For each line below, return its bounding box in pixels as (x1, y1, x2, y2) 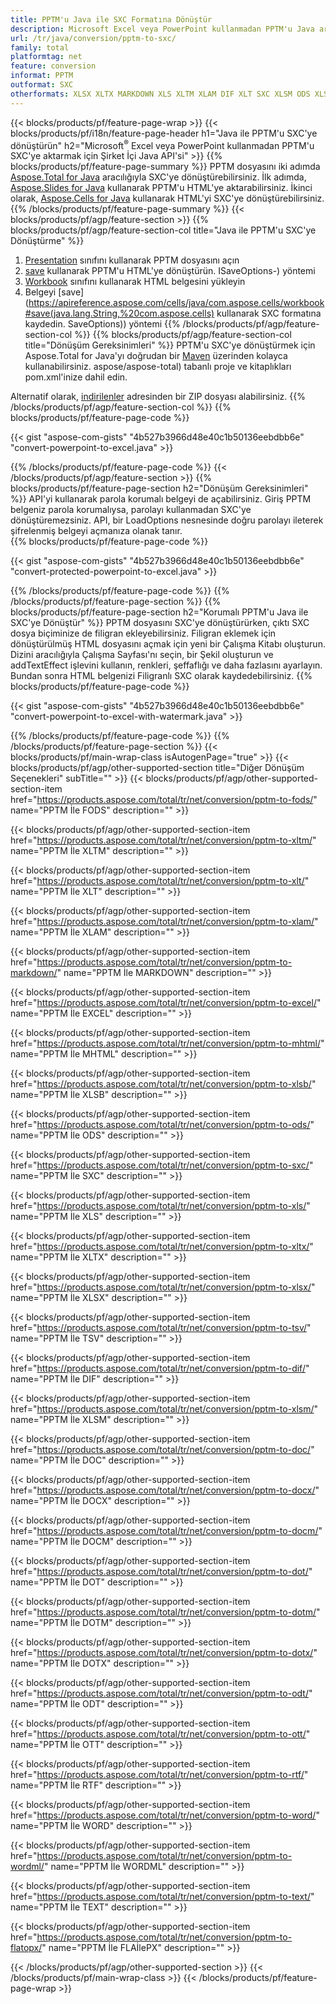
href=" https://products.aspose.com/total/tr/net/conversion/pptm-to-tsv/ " (10, 1322, 312, 1334)
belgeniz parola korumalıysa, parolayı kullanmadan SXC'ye (10, 504, 252, 516)
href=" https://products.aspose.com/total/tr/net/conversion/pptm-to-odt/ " (10, 1687, 313, 1700)
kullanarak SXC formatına (216, 307, 322, 320)
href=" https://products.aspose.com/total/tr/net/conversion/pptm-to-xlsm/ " (10, 1403, 319, 1415)
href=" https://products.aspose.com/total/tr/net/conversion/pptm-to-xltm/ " (10, 834, 317, 846)
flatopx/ (10, 1942, 43, 1954)
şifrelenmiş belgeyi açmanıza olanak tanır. (10, 525, 183, 537)
